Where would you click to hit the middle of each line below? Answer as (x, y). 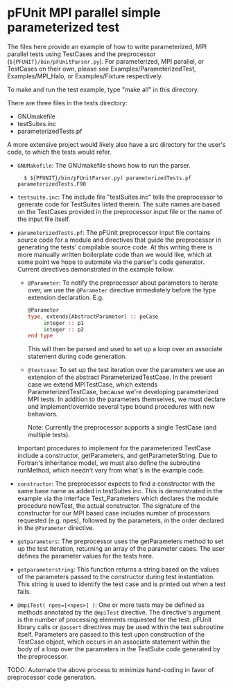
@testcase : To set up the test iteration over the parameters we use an (126, 370)
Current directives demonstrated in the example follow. (96, 269)
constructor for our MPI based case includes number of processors (113, 513)
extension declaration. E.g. (66, 297)
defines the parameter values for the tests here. (85, 556)
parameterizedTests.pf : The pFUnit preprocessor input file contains (114, 232)
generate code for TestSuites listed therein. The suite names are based (119, 204)
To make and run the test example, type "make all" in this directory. (103, 89)
